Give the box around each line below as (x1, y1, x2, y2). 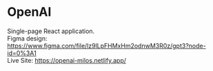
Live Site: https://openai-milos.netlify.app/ (7, 56, 126, 64)
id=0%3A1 (7, 49, 37, 57)
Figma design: (7, 34, 48, 42)
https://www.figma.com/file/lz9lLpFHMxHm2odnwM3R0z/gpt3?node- (7, 41, 206, 50)
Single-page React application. (7, 27, 95, 35)
